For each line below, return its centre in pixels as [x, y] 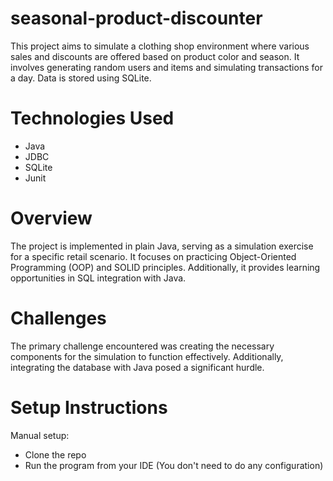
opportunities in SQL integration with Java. [98, 278]
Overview [51, 218]
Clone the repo [55, 454]
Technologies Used [92, 118]
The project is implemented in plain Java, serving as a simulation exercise [162, 246]
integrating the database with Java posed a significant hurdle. [137, 367]
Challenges [58, 318]
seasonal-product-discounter [136, 18]
